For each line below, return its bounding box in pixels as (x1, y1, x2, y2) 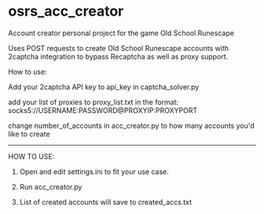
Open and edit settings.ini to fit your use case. (19, 167, 169, 176)
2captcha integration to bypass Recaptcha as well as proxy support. (8, 52, 229, 61)
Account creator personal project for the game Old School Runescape (8, 28, 234, 38)
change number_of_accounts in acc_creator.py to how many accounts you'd (8, 121, 255, 130)
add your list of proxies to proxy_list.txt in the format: (8, 97, 179, 107)
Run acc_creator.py (19, 182, 82, 191)
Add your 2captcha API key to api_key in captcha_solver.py (8, 82, 200, 92)
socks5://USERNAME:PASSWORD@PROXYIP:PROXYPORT (8, 105, 198, 115)
